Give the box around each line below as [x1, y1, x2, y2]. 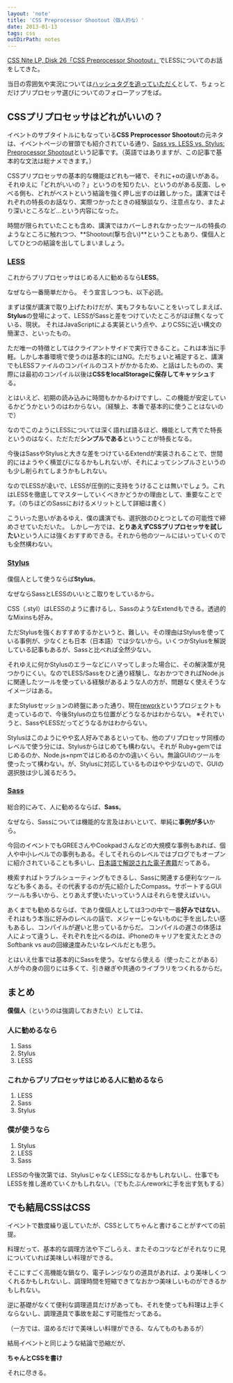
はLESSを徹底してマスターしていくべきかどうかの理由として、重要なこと [7, 490, 216, 499]
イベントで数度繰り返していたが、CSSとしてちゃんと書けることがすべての [7, 1221, 220, 1230]
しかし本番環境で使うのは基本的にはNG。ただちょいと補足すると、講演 [19, 353, 224, 361]
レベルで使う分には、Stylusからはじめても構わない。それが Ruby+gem [7, 742, 210, 750]
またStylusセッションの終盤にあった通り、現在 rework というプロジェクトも [7, 701, 221, 709]
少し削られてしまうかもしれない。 [13, 467, 111, 475]
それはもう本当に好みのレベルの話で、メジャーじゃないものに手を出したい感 [7, 914, 226, 923]
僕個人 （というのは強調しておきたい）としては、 [7, 1006, 147, 1015]
